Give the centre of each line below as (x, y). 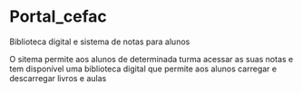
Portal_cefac (58, 17)
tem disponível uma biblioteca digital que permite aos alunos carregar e (143, 69)
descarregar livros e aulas (58, 78)
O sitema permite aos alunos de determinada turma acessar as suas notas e (151, 59)
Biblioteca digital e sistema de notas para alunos (100, 42)
